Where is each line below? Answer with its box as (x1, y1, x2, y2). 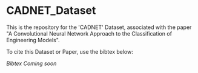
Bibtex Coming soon (6, 60, 57, 67)
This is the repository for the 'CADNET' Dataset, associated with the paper (6, 24, 192, 31)
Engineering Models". (6, 36, 60, 43)
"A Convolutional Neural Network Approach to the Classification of (6, 30, 173, 37)
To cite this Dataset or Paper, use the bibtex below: (6, 48, 133, 55)
